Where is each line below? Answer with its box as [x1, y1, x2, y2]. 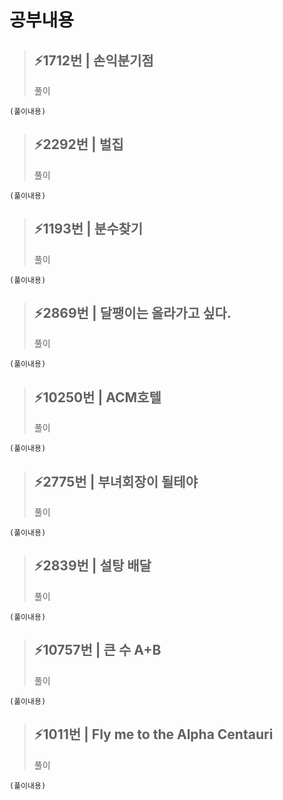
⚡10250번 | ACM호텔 [33, 389, 162, 406]
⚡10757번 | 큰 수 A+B [33, 642, 162, 659]
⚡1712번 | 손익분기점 [33, 52, 154, 69]
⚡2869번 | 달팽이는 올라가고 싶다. [33, 305, 232, 322]
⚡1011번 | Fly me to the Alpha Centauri [33, 726, 274, 743]
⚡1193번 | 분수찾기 [33, 221, 144, 238]
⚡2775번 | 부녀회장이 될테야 [33, 473, 198, 490]
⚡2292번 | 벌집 [33, 136, 124, 153]
